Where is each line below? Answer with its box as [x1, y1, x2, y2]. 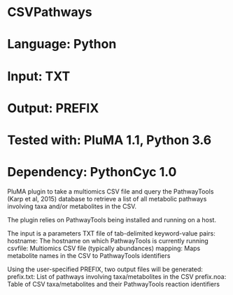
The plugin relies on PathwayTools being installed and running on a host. [7, 215, 217, 224]
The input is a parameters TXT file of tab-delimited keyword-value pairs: [7, 229, 216, 238]
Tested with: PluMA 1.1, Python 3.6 [7, 132, 212, 147]
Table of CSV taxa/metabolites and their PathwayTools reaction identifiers [7, 280, 220, 288]
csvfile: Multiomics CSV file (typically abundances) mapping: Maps [7, 244, 201, 252]
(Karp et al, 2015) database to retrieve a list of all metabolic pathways [7, 194, 207, 203]
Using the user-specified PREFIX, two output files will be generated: [7, 265, 203, 273]
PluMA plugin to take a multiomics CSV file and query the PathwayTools [7, 187, 214, 196]
